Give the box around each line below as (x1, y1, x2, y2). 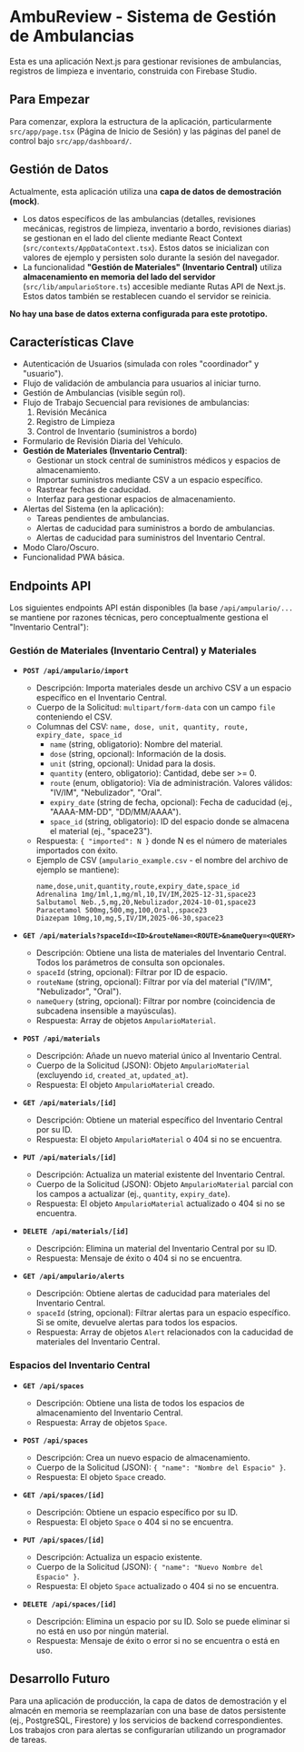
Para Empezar (9, 92, 90, 107)
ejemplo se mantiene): (35, 864, 120, 875)
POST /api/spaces (22, 1435, 89, 1445)
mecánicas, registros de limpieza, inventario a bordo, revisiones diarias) (22, 223, 292, 234)
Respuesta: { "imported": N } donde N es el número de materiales (35, 835, 288, 847)
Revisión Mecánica (35, 407, 107, 418)
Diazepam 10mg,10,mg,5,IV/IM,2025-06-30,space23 (35, 914, 224, 923)
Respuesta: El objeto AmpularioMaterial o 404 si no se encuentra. (35, 1134, 283, 1145)
